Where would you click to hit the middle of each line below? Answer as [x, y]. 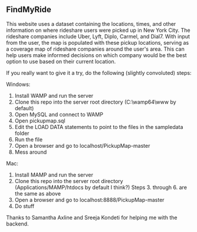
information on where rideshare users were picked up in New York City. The [98, 30]
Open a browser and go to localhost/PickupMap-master [82, 145]
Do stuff [24, 206]
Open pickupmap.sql [40, 121]
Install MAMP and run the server [54, 175]
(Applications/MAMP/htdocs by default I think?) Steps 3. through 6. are [101, 187]
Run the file [29, 139]
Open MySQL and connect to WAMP [59, 114]
